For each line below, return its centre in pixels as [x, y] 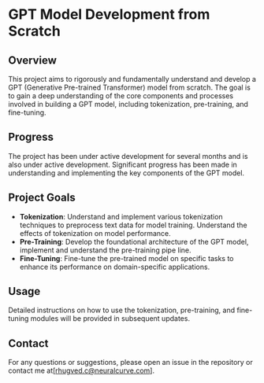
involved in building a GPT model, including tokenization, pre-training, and [128, 104]
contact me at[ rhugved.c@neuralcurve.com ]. [82, 370]
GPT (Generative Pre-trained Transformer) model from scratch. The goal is [129, 87]
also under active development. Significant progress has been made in [123, 164]
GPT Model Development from [109, 15]
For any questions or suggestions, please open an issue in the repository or [131, 363]
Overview [33, 60]
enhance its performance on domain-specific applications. [115, 267]
